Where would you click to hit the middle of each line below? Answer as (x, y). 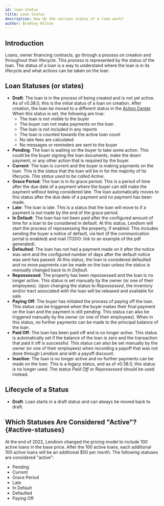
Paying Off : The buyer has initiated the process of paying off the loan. (83, 301)
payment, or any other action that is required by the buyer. (71, 160)
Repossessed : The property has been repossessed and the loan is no (82, 275)
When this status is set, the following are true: (58, 113)
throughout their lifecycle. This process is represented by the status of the (80, 60)
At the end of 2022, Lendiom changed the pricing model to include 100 (76, 442)
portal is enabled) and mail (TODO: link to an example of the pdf (76, 239)
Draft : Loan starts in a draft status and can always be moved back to (81, 401)
